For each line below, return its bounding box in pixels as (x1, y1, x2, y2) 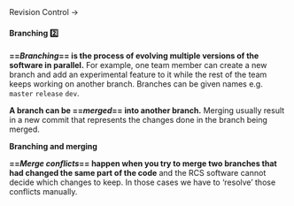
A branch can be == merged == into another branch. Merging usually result (9, 105, 285, 116)
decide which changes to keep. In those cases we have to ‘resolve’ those (9, 177, 276, 187)
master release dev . (9, 88, 80, 99)
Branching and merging (9, 141, 97, 152)
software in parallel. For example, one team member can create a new (9, 60, 267, 71)
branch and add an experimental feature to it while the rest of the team (9, 69, 267, 80)
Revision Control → (9, 7, 79, 17)
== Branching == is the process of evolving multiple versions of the (9, 50, 259, 61)
